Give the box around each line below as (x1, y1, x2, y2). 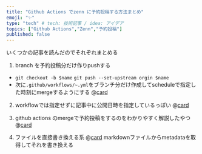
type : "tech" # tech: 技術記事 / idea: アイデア (6, 20, 124, 26)
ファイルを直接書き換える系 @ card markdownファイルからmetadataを (15, 134, 191, 141)
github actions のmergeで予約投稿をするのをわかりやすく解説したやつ (15, 115, 191, 122)
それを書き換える (30, 141, 74, 149)
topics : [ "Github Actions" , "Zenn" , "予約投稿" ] (6, 25, 123, 32)
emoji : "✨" (6, 15, 35, 21)
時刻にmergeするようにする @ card (20, 89, 108, 96)
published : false (6, 32, 50, 38)
